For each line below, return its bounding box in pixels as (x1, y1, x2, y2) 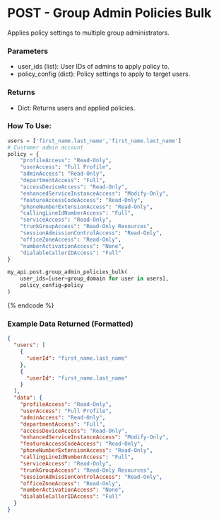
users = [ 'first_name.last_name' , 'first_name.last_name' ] (7, 137, 182, 145)
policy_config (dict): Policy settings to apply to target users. (17, 69, 191, 79)
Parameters (7, 46, 48, 56)
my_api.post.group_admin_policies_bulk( (7, 269, 129, 276)
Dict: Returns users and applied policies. (17, 103, 136, 112)
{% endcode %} (7, 301, 54, 310)
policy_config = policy (20, 282, 83, 289)
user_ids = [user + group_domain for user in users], (20, 275, 170, 283)
